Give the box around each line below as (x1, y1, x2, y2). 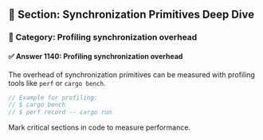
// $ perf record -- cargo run (8, 108, 112, 116)
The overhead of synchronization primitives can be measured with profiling (8, 69, 255, 80)
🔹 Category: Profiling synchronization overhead (8, 32, 198, 43)
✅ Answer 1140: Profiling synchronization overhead (8, 51, 183, 60)
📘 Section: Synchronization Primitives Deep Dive (8, 8, 255, 21)
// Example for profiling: (8, 93, 98, 102)
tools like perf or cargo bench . (8, 78, 106, 87)
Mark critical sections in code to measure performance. (8, 122, 191, 132)
